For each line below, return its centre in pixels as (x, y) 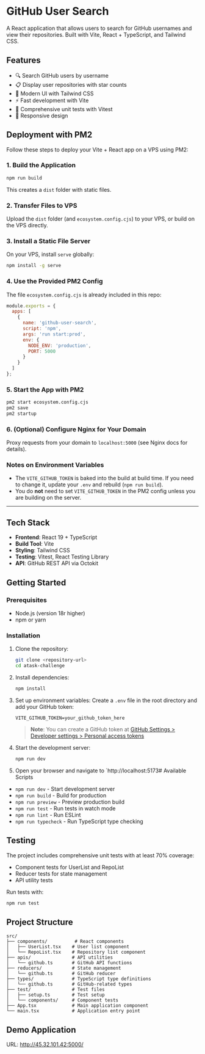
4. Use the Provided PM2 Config (55, 281)
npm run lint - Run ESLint (48, 814)
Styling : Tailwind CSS (42, 551)
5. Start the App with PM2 (45, 389)
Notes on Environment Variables (55, 465)
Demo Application (41, 1030)
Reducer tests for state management (61, 873)
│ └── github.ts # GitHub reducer (61, 974)
